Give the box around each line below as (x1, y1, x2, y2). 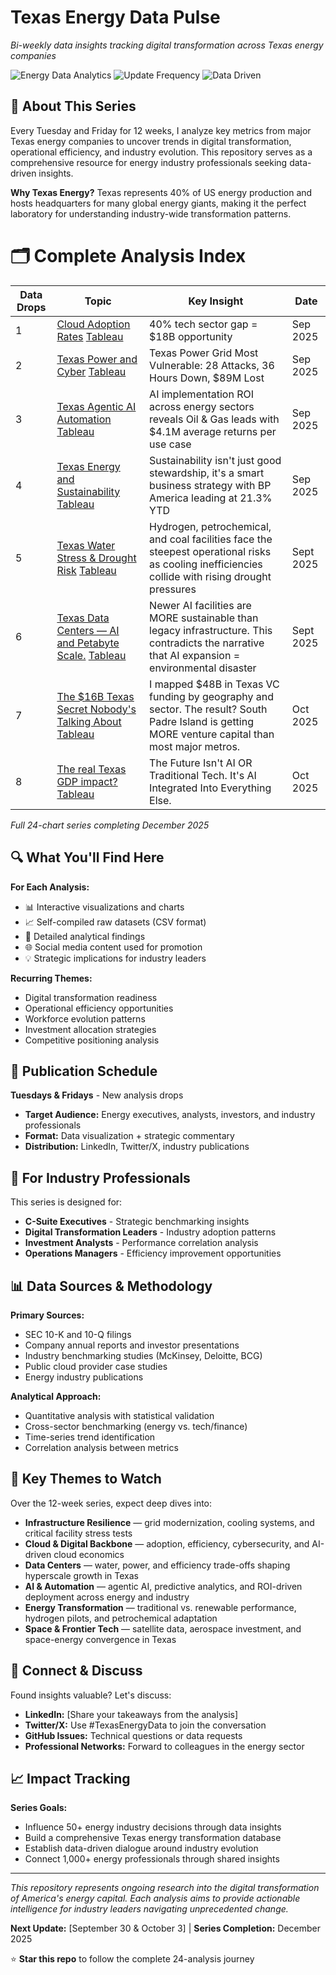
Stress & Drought (56, 551, 137, 565)
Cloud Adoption (56, 317, 131, 331)
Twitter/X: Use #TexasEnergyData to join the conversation (24, 1719, 267, 1731)
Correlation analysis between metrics (24, 1441, 179, 1453)
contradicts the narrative (149, 636, 265, 650)
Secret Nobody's (56, 702, 137, 716)
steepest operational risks (149, 544, 272, 558)
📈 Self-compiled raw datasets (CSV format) (24, 916, 207, 928)
